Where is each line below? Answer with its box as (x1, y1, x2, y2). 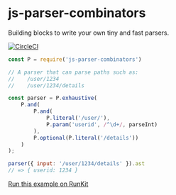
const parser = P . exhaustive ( (8, 94, 98, 102)
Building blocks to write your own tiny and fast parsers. (8, 28, 170, 37)
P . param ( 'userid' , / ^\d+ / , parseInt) (45, 121, 158, 128)
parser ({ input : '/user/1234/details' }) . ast (8, 160, 145, 167)
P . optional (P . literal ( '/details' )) (33, 134, 139, 141)
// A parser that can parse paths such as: (8, 69, 139, 76)
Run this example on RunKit (8, 179, 89, 189)
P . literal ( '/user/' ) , (45, 115, 111, 122)
